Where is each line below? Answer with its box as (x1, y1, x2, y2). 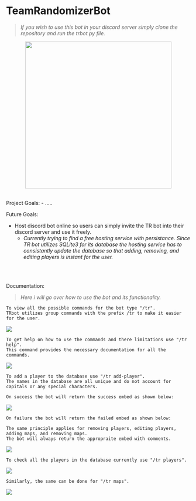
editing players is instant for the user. (23, 253, 114, 260)
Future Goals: (6, 210, 39, 218)
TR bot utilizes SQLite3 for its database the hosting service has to (23, 241, 183, 248)
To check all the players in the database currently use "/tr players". (6, 457, 187, 463)
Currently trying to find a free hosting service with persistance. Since (23, 234, 190, 241)
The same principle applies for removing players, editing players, (6, 425, 177, 431)
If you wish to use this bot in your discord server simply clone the (20, 23, 178, 31)
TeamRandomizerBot (6, 4, 111, 18)
